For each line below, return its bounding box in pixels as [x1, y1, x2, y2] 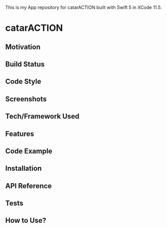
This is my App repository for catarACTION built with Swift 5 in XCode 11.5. [5, 5, 162, 10]
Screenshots [5, 95, 47, 103]
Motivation [5, 42, 41, 51]
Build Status [5, 60, 45, 69]
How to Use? [5, 216, 46, 225]
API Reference [5, 181, 52, 190]
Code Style [5, 77, 41, 86]
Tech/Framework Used [5, 112, 80, 121]
